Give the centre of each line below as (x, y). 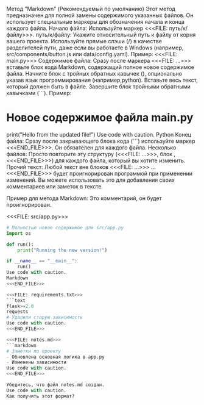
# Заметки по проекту (34, 351)
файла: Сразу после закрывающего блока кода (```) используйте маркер (101, 141)
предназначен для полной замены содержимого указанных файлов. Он (100, 15)
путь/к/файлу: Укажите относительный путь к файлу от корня (116, 35)
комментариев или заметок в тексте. (55, 186)
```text (16, 300)
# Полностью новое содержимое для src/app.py (65, 228)
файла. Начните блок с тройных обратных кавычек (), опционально (94, 73)
